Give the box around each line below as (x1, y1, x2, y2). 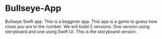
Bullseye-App (5, 3, 62, 14)
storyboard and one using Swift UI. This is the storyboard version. (5, 29, 137, 34)
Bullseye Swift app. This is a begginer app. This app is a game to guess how (5, 19, 158, 24)
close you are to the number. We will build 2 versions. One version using (5, 23, 150, 29)
